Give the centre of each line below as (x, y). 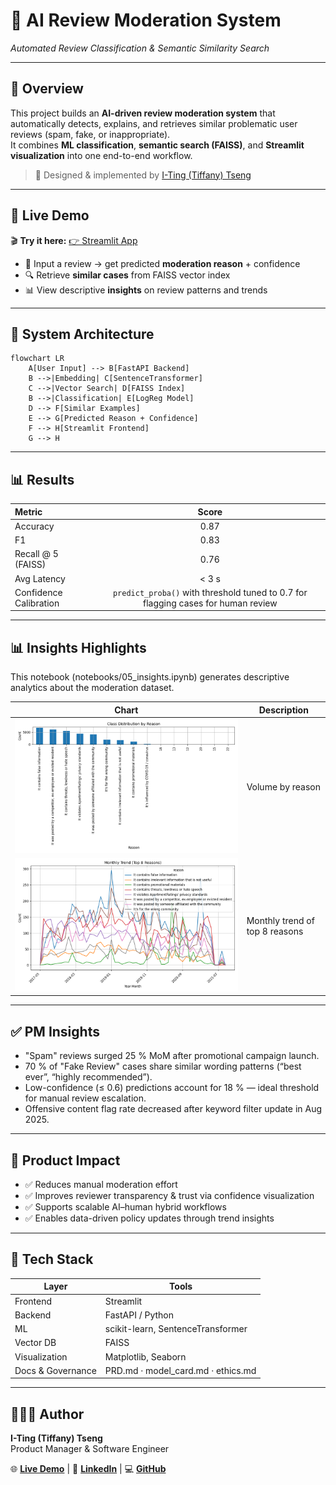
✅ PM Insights (55, 1031)
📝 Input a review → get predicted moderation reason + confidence (162, 263)
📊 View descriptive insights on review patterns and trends (146, 290)
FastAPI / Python (139, 1315)
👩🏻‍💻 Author (47, 1414)
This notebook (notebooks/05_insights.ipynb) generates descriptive (150, 677)
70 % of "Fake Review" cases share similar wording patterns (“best (163, 1066)
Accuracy (34, 526)
